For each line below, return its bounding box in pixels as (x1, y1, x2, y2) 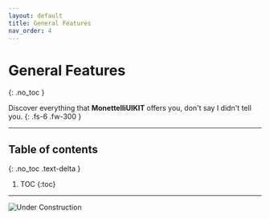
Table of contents (8, 142, 98, 156)
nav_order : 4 (8, 26, 52, 34)
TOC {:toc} (19, 180, 56, 189)
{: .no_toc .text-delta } (8, 164, 81, 173)
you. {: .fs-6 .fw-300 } (8, 112, 82, 121)
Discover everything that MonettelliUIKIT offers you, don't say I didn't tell (8, 103, 252, 113)
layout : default (8, 11, 63, 20)
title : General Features (8, 19, 92, 27)
